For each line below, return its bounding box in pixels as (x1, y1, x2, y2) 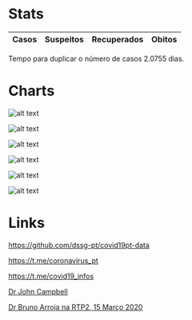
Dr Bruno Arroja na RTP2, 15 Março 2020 (8, 302, 143, 312)
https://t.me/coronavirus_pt (8, 255, 98, 265)
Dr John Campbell (8, 286, 68, 296)
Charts (8, 82, 55, 100)
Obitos (150, 34, 178, 45)
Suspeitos (44, 34, 84, 45)
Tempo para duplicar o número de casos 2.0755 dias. (8, 54, 185, 63)
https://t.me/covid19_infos (8, 271, 94, 281)
